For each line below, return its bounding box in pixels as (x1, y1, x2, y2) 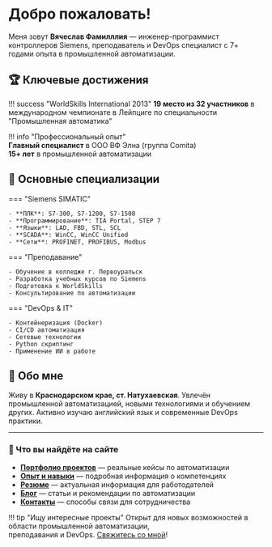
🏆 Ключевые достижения (8, 74, 149, 87)
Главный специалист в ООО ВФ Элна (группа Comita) (8, 140, 197, 150)
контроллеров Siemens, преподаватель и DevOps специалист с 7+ (8, 40, 239, 49)
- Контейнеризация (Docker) (8, 319, 104, 327)
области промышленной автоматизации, (8, 521, 150, 531)
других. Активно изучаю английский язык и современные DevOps (8, 408, 239, 418)
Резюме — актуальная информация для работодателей (19, 479, 215, 490)
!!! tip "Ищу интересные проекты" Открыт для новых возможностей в (8, 512, 249, 522)
